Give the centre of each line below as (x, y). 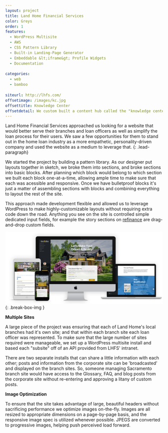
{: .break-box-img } (25, 307)
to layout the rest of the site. (34, 194)
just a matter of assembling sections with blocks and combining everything (82, 189)
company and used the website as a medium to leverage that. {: (71, 147)
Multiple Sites (20, 317)
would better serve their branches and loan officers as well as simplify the (81, 131)
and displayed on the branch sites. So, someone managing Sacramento (79, 368)
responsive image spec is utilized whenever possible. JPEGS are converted (83, 419)
